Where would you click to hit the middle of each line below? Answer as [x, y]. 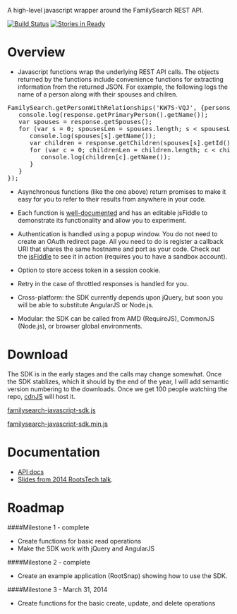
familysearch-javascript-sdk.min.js [57, 424]
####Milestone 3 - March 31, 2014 [57, 589]
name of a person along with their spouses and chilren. [98, 94]
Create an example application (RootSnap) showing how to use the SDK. [122, 576]
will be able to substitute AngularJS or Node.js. [85, 305]
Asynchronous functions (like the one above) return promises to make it [122, 191]
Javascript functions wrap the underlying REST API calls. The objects [118, 72]
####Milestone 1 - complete [48, 527]
